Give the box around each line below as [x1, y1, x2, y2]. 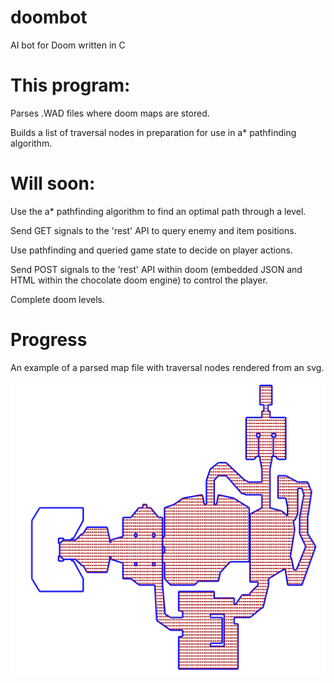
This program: [10, 74, 131, 97]
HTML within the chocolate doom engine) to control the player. [10, 274, 268, 286]
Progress [10, 329, 88, 351]
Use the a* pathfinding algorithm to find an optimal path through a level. [10, 205, 307, 217]
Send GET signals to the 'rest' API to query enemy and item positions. [10, 224, 297, 236]
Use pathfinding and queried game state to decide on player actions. [10, 244, 293, 256]
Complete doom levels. [10, 293, 105, 305]
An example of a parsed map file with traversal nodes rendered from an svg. [10, 361, 325, 373]
